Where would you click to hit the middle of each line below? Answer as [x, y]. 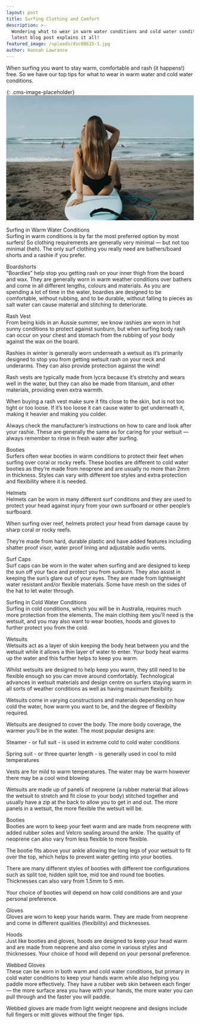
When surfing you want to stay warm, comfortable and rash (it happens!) [96, 68]
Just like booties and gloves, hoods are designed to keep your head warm [97, 941]
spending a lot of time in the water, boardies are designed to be [84, 292]
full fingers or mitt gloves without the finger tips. [65, 1014]
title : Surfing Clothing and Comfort [53, 19]
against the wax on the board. [43, 342]
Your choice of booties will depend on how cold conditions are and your [94, 892]
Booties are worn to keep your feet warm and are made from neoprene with [99, 826]
